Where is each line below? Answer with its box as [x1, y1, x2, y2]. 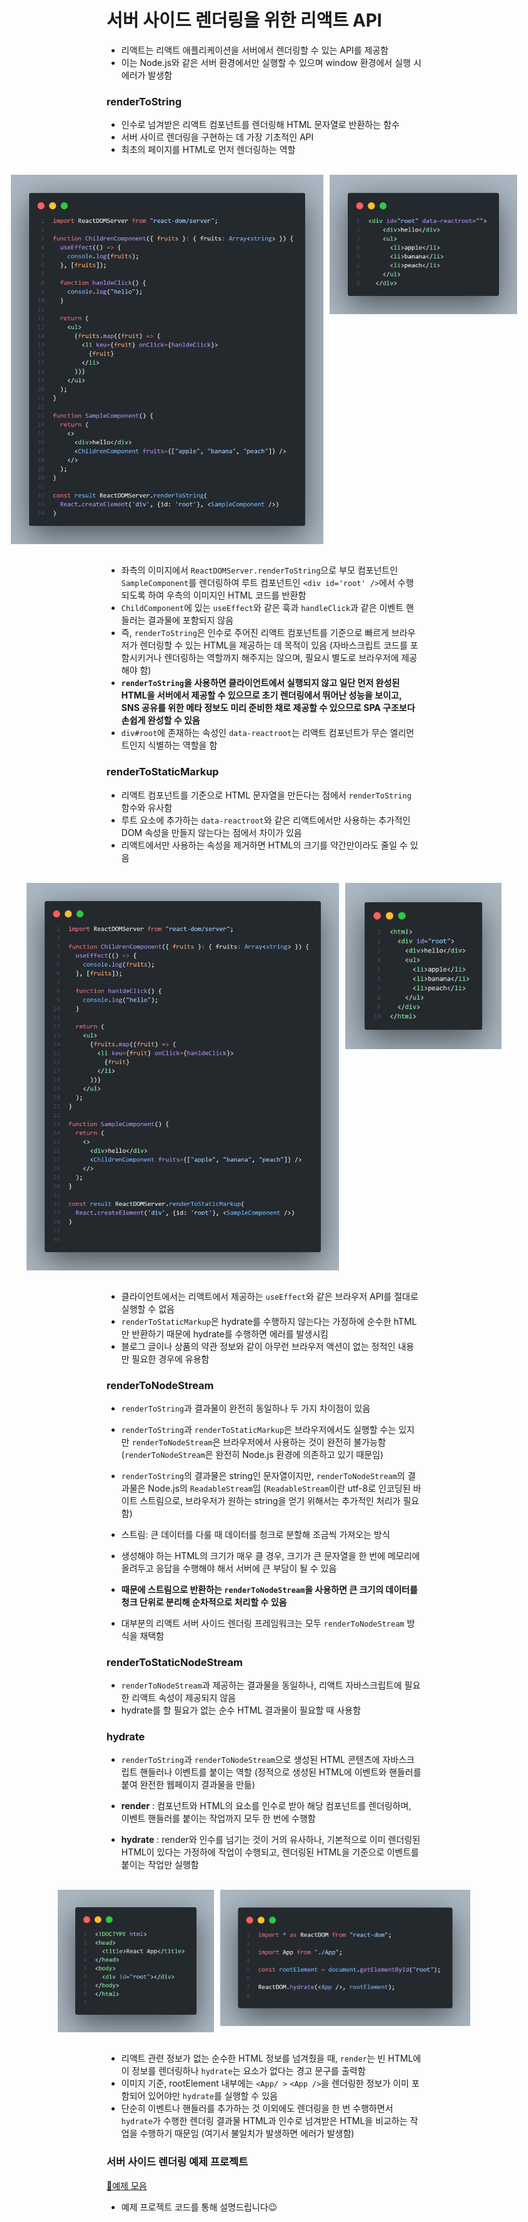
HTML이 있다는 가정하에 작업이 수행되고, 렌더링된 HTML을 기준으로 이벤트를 [120, 1846, 419, 1858]
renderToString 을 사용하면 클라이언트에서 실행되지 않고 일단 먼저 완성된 [120, 677, 401, 689]
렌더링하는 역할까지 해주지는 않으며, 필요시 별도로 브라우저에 [164, 652, 399, 664]
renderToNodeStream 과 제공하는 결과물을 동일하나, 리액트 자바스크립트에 [120, 1679, 403, 1691]
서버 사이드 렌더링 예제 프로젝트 [106, 2155, 249, 2169]
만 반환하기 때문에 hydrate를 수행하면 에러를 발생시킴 [120, 1327, 329, 1340]
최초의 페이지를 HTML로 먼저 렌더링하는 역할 [120, 144, 296, 156]
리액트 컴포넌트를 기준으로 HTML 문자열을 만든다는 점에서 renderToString [120, 789, 412, 801]
